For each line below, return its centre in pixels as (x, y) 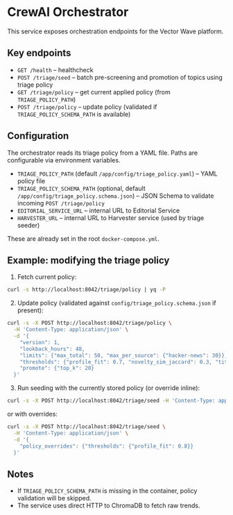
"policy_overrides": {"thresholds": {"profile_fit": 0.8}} (107, 446)
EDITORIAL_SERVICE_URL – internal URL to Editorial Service (98, 210)
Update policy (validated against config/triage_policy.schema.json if (116, 303)
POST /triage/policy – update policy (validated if (87, 107)
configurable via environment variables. (64, 160)
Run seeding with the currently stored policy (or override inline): (108, 388)
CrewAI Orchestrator (68, 12)
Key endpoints (39, 53)
